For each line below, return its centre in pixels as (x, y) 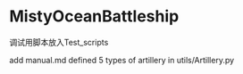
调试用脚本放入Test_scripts (59, 42)
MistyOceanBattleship (94, 16)
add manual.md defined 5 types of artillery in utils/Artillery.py (122, 60)
